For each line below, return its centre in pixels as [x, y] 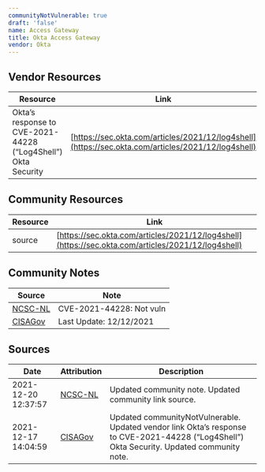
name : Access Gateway [44, 30]
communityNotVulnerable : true [58, 15]
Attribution [81, 372]
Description [181, 372]
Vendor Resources [55, 77]
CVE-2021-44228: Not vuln [112, 309]
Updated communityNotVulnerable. [175, 418]
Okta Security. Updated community [175, 447]
